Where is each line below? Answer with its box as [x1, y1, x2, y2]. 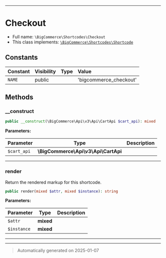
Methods [5, 93, 34, 102]
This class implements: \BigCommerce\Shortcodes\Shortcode [12, 39, 133, 45]
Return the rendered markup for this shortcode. [5, 179, 102, 185]
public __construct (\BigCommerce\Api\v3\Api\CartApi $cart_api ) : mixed [5, 119, 156, 124]
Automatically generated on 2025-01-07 [17, 248, 99, 254]
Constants [5, 53, 38, 62]
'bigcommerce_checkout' [78, 76, 137, 83]
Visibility [34, 68, 56, 74]
